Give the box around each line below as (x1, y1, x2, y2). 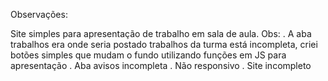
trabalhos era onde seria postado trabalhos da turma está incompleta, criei (10, 39, 318, 50)
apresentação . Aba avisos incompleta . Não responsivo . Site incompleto (10, 60, 312, 71)
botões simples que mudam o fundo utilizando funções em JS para (10, 49, 287, 61)
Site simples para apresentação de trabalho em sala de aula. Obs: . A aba (10, 28, 312, 39)
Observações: (10, 9, 68, 20)
